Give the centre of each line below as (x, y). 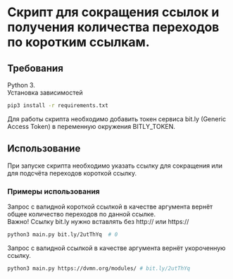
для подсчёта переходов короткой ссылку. (72, 173)
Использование (44, 149)
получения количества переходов (113, 27)
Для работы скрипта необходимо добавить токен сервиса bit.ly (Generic (117, 119)
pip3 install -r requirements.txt (58, 106)
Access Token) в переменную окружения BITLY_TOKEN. (92, 126)
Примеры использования (53, 191)
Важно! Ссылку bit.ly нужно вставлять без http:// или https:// (98, 221)
